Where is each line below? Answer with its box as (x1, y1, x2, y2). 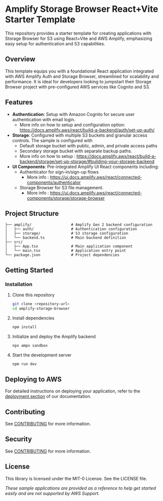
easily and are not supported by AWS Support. (5, 490, 100, 496)
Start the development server (12, 352, 72, 358)
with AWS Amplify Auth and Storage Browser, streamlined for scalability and (5, 73, 159, 79)
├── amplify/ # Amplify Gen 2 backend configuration (5, 222, 153, 227)
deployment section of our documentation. (5, 394, 92, 399)
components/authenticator (27, 179, 81, 185)
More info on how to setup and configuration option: (19, 122, 125, 128)
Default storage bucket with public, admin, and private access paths (19, 143, 158, 148)
